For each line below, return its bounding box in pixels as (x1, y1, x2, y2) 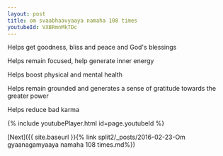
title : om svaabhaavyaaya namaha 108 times (7, 17, 138, 24)
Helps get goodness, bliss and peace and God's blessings (7, 43, 177, 52)
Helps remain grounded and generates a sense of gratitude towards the (7, 84, 217, 93)
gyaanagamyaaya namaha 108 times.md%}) (7, 140, 136, 149)
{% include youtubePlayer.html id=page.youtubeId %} (7, 119, 165, 128)
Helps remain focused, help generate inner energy (7, 57, 154, 65)
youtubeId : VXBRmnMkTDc (7, 23, 78, 30)
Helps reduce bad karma (7, 106, 80, 114)
